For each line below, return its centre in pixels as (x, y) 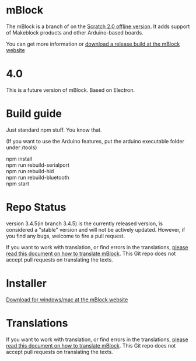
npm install (19, 159)
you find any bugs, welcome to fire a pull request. (66, 236)
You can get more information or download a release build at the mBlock (93, 44)
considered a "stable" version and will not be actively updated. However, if (96, 229)
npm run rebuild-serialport (38, 165)
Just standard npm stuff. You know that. (54, 130)
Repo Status (36, 207)
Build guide (34, 114)
